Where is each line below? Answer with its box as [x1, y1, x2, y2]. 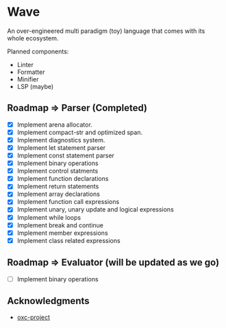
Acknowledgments [7, 295, 90, 307]
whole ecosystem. [7, 34, 59, 42]
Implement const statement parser [16, 151, 115, 160]
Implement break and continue [16, 220, 104, 229]
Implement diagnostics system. [16, 136, 105, 144]
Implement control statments [16, 167, 99, 175]
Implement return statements [16, 182, 99, 190]
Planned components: [7, 47, 69, 55]
